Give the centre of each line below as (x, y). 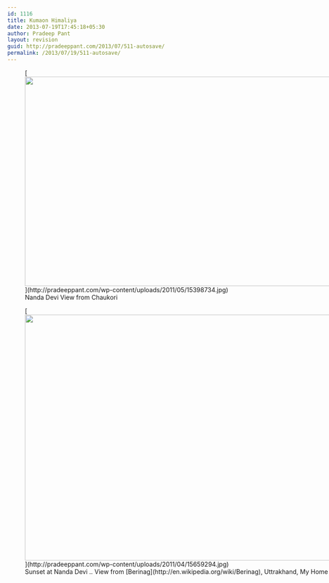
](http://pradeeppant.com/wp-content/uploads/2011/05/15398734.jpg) (127, 289)
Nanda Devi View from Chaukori (71, 297)
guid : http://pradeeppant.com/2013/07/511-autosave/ (86, 46)
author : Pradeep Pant (39, 33)
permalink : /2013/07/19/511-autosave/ (64, 53)
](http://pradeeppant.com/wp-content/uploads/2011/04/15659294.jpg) (127, 564)
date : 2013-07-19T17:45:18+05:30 (56, 27)
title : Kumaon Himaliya (42, 20)
